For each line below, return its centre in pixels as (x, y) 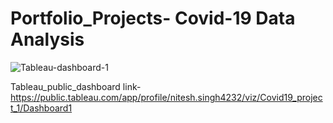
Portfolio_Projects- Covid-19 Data (153, 18)
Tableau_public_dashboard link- (76, 86)
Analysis (47, 39)
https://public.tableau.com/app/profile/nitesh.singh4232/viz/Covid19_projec (166, 97)
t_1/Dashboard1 (41, 108)
